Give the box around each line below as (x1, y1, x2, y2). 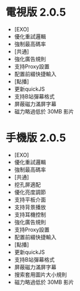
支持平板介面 (14, 196, 46, 203)
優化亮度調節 (14, 188, 46, 196)
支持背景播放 (14, 203, 46, 211)
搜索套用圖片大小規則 (14, 271, 67, 278)
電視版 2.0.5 (5, 5, 66, 19)
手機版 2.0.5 (5, 131, 66, 145)
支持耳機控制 (14, 211, 46, 218)
